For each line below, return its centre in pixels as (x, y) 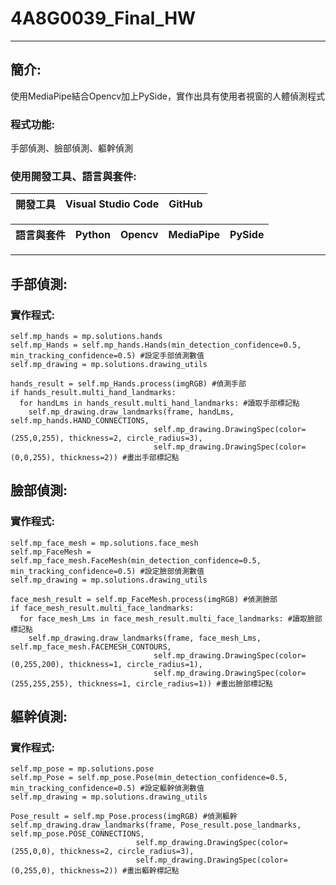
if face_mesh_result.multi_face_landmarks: (102, 608)
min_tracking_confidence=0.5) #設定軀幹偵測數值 (107, 788)
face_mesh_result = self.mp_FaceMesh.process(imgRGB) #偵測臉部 (144, 599)
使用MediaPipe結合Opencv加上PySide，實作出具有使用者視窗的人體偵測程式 (167, 96)
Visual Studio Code (112, 204)
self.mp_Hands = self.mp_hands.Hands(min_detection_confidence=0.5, (156, 345)
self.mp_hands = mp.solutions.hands (86, 337)
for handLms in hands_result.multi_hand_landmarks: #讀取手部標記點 (159, 403)
